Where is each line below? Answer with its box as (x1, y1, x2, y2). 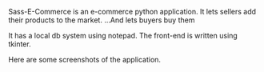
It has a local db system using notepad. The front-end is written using (8, 31, 238, 40)
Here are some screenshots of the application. (8, 55, 162, 64)
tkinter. (8, 39, 31, 49)
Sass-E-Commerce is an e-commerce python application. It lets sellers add (8, 7, 257, 16)
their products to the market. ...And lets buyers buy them (8, 15, 195, 25)
